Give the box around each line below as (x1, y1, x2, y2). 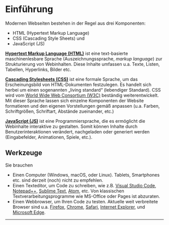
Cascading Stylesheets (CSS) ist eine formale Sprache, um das (5, 76, 138, 82)
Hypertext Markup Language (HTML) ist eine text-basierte (5, 50, 128, 56)
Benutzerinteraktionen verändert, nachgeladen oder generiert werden (5, 128, 150, 134)
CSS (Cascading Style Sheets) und (12, 35, 85, 41)
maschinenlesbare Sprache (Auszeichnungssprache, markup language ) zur (5, 55, 162, 61)
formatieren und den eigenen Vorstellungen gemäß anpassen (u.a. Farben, (5, 103, 160, 109)
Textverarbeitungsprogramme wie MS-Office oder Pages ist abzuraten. (12, 193, 160, 199)
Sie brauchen (5, 162, 33, 168)
